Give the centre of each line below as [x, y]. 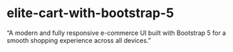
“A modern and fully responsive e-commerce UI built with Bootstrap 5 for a [116, 33]
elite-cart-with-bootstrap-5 [90, 13]
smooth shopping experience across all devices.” [79, 40]
